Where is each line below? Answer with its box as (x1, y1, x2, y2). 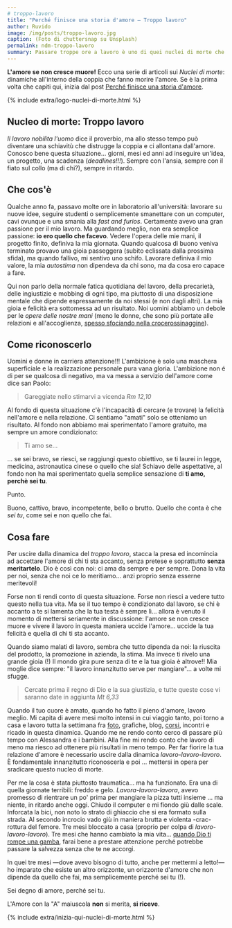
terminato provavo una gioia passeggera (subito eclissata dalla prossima (7, 247, 214, 255)
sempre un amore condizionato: (7, 428, 98, 436)
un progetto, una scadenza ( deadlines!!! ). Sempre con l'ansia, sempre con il (7, 157, 224, 165)
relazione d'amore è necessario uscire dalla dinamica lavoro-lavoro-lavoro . (7, 751, 222, 759)
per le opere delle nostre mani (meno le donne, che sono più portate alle (7, 311, 213, 319)
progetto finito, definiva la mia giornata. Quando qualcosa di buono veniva (7, 239, 219, 247)
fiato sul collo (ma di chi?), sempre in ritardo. (7, 163, 135, 172)
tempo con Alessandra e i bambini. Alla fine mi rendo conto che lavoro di (7, 735, 215, 744)
